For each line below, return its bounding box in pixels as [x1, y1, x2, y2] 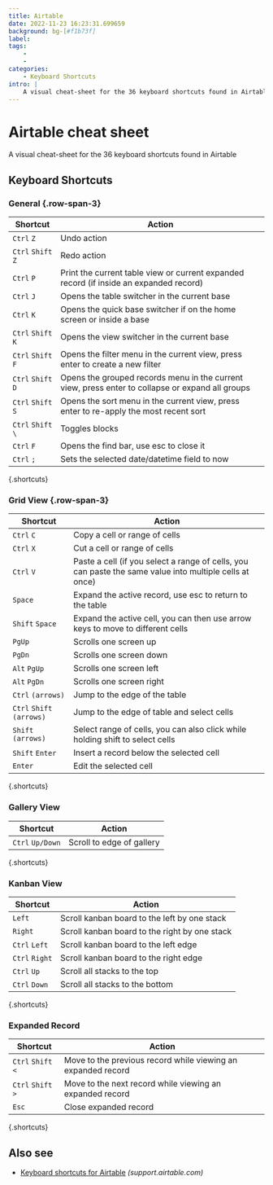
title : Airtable [8, 11, 63, 20]
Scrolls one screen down [72, 649, 168, 661]
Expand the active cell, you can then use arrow [72, 612, 252, 624]
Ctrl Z [12, 234, 37, 243]
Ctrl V [12, 568, 37, 577]
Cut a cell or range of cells [72, 542, 174, 554]
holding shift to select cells [72, 734, 175, 745]
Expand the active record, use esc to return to [72, 590, 248, 601]
